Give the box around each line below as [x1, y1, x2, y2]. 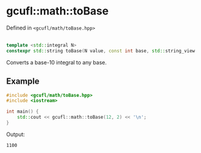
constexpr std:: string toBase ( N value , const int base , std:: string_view [6, 48, 196, 54]
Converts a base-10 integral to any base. [6, 58, 107, 66]
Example [6, 76, 40, 87]
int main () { [6, 108, 39, 115]
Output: [6, 131, 25, 138]
